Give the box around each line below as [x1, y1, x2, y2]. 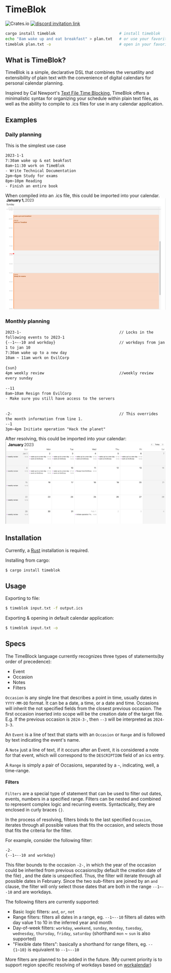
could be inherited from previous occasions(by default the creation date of [5, 867, 162, 873]
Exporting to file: [5, 595, 40, 601]
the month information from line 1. [5, 416, 83, 422]
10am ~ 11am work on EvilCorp [5, 355, 70, 360]
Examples [5, 116, 37, 124]
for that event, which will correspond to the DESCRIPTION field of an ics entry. [5, 752, 165, 758]
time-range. [5, 767, 31, 773]
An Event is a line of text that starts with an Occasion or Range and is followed [5, 731, 165, 738]
